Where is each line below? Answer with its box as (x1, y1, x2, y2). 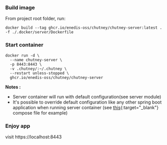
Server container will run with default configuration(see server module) (12, 93, 161, 100)
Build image (5, 4, 36, 11)
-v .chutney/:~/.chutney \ (10, 66, 67, 71)
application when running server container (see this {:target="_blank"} (12, 104, 159, 110)
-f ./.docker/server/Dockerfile (5, 30, 74, 35)
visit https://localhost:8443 (5, 133, 62, 140)
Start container (5, 41, 44, 49)
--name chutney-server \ (10, 57, 62, 62)
